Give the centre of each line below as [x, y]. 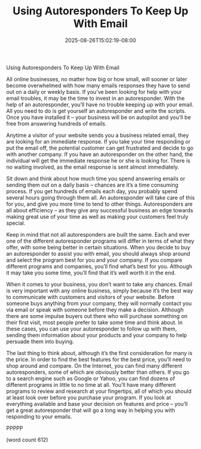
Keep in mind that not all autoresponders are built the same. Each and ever [98, 234]
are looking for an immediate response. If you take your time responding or [98, 141]
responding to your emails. [39, 416]
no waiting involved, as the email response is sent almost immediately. [93, 167]
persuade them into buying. [40, 341]
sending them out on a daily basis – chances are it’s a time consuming [92, 185]
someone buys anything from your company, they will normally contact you [99, 303]
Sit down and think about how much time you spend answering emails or [96, 178]
